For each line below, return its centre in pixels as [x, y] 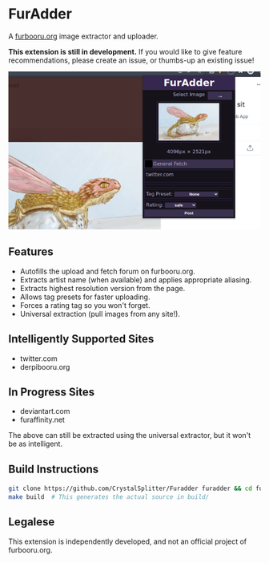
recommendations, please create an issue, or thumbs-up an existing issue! [131, 60]
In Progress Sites [51, 392]
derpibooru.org [45, 367]
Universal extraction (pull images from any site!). [100, 314]
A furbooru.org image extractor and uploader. [83, 36]
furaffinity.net [42, 420]
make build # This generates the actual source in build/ [109, 497]
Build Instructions [54, 469]
